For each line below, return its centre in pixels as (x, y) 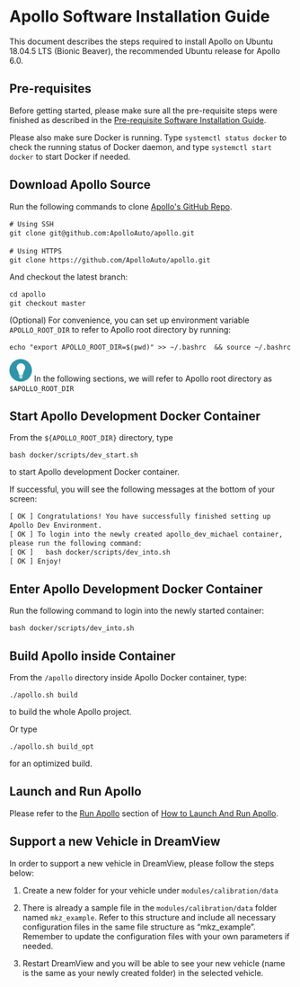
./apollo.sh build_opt (52, 747)
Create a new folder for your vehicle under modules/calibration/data (150, 890)
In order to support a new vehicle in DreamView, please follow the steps (142, 863)
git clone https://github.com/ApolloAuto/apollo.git (110, 260)
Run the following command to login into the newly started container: (137, 611)
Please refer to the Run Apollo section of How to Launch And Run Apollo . (144, 813)
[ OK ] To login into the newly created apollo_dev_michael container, (146, 535)
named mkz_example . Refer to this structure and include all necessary (149, 917)
